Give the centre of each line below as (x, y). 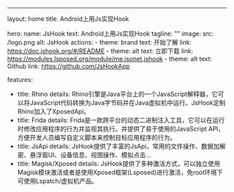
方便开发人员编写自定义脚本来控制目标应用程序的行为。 (96, 137)
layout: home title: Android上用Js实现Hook (68, 19)
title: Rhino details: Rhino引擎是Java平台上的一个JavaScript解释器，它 (117, 94)
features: (20, 80)
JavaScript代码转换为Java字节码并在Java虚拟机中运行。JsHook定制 (127, 103)
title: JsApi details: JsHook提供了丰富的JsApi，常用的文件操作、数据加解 (122, 146)
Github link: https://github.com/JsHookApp (69, 66)
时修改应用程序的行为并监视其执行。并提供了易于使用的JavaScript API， (121, 129)
